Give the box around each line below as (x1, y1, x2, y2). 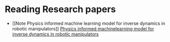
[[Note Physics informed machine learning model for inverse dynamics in (12, 20, 165, 26)
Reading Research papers (5, 4, 116, 15)
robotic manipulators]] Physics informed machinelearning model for (12, 25, 154, 31)
